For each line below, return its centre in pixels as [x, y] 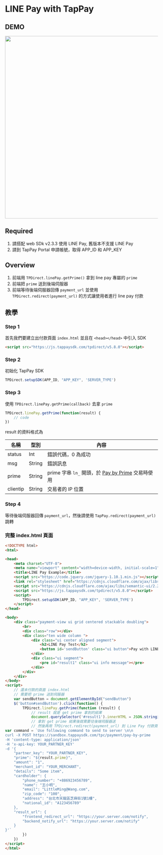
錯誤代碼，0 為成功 [69, 455]
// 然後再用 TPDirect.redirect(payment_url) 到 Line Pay [88, 726]
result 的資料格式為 [24, 432]
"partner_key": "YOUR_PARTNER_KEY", [51, 753]
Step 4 [13, 504]
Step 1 [12, 327]
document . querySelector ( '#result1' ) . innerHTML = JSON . [88, 717]
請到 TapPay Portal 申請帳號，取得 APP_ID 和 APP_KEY [67, 250]
